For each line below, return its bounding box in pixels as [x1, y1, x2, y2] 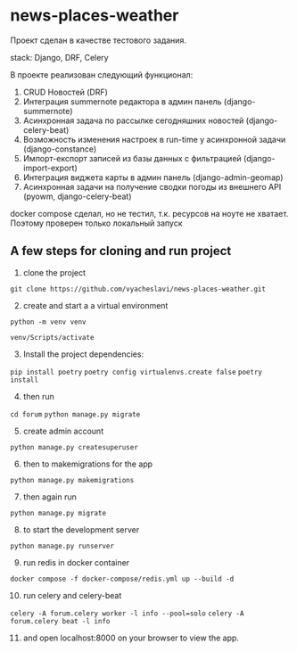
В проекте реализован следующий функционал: [10, 69, 194, 80]
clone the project [22, 267, 87, 277]
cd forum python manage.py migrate [10, 409, 141, 419]
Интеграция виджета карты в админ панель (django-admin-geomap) [22, 171, 284, 183]
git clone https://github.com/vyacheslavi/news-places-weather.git [10, 285, 267, 293]
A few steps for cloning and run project [10, 243, 232, 259]
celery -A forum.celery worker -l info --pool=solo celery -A [10, 608, 244, 618]
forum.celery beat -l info [10, 616, 111, 625]
